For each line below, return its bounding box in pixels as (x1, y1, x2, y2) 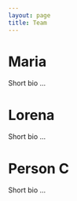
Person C (8, 159, 69, 177)
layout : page (8, 11, 51, 20)
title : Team (8, 19, 47, 27)
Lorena (8, 106, 55, 124)
